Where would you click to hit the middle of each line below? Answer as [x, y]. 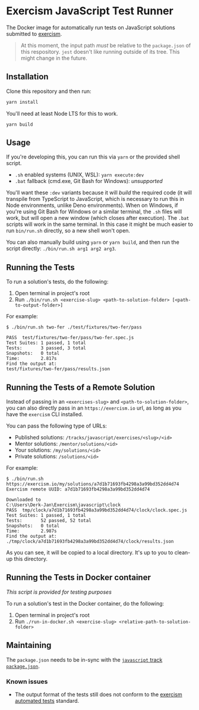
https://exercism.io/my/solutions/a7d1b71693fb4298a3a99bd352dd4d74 [93, 484]
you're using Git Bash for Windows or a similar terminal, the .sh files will [94, 212]
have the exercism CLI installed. [45, 414]
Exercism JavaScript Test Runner [90, 11]
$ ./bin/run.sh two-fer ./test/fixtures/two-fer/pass [74, 327]
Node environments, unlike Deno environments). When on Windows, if [92, 205]
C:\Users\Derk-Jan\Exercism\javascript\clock [63, 505]
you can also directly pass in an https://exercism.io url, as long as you [94, 408]
